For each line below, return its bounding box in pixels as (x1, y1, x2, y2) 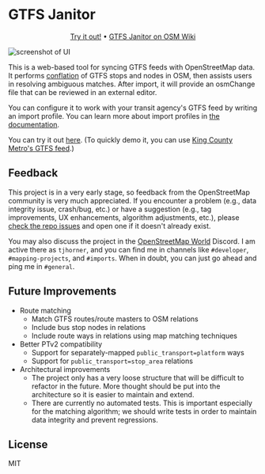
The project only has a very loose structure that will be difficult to (31, 373, 244, 382)
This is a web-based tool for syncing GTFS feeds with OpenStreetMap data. (8, 62, 256, 72)
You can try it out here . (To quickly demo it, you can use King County (8, 135, 233, 144)
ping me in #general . (8, 261, 75, 271)
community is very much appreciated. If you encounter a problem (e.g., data (8, 195, 257, 205)
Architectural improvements (19, 364, 111, 374)
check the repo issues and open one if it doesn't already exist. (8, 221, 211, 230)
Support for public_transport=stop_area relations (31, 356, 194, 366)
